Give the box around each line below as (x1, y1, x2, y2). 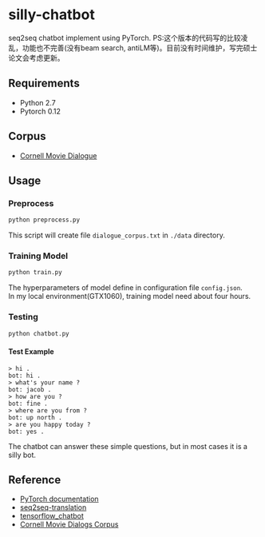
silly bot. (8, 450, 37, 459)
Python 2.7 (19, 97, 56, 107)
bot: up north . (8, 413, 62, 421)
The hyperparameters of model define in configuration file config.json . (8, 283, 243, 292)
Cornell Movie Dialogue (19, 150, 97, 161)
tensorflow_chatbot (19, 511, 84, 521)
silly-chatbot (8, 6, 96, 24)
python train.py (8, 268, 62, 276)
